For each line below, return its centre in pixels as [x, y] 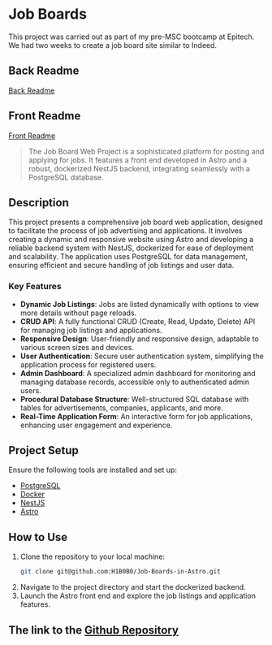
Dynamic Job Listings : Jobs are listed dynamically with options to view [140, 304]
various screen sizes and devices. [77, 347]
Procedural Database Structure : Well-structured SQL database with [134, 399]
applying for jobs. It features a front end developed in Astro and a [138, 160]
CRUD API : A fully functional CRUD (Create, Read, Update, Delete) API [138, 321]
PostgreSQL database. [66, 177]
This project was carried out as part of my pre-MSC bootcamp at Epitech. [132, 37]
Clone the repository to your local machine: [92, 556]
